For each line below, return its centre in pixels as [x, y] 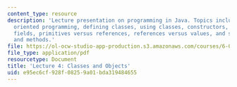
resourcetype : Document [42, 60]
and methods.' [34, 40]
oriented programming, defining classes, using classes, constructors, [121, 27]
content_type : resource [42, 14]
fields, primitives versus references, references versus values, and [120, 33]
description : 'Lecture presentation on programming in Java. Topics [110, 20]
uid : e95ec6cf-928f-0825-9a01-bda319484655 [72, 72]
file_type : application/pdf [49, 53]
